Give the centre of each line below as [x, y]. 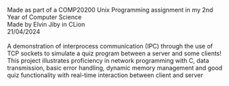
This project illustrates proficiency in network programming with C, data [108, 60]
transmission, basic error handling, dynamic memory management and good [115, 68]
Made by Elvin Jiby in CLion [46, 24]
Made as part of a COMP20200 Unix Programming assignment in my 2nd [110, 10]
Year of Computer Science [44, 17]
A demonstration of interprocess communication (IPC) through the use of [110, 46]
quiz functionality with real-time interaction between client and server [105, 75]
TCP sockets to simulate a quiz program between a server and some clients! [114, 53]
